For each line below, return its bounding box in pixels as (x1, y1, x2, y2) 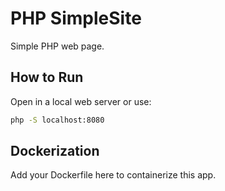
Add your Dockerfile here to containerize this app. (10, 169, 217, 181)
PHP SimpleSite (10, 7, 142, 30)
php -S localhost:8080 (10, 115, 105, 125)
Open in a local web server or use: (10, 95, 152, 107)
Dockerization (10, 143, 100, 160)
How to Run (10, 69, 84, 86)
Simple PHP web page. (10, 40, 105, 52)
